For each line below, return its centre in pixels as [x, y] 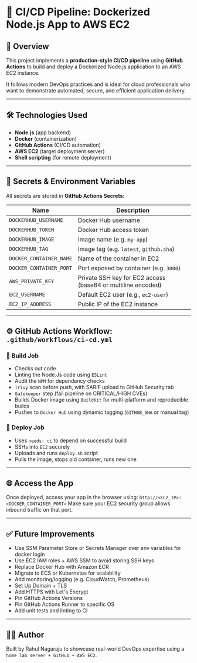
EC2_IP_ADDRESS [30, 304]
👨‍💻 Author [25, 634]
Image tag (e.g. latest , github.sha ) [126, 248]
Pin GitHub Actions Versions [49, 598]
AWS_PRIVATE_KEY [32, 281]
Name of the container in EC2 [118, 258]
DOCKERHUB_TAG [29, 249]
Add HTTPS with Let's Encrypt [51, 592]
